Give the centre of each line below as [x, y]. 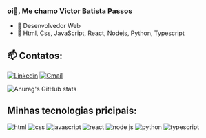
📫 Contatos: [35, 55]
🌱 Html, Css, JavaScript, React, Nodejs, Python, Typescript [101, 33]
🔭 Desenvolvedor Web [49, 26]
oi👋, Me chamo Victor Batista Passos [70, 11]
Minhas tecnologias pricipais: [72, 110]
